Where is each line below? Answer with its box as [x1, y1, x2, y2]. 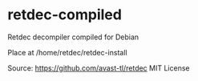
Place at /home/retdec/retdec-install [7, 47, 127, 57]
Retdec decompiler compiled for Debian [7, 32, 139, 42]
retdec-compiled [7, 6, 122, 24]
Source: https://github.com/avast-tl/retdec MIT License [7, 63, 190, 73]
